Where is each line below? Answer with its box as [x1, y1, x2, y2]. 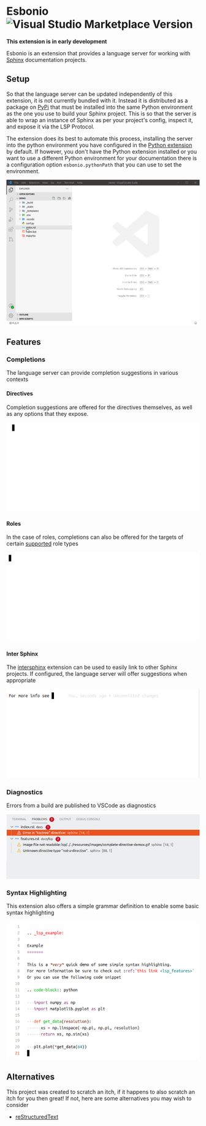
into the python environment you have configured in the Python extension [6, 141, 193, 149]
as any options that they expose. [6, 410, 89, 417]
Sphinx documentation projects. [6, 56, 87, 63]
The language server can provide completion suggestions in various [6, 369, 179, 377]
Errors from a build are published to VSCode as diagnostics [6, 802, 156, 809]
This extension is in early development [6, 37, 107, 45]
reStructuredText [15, 1113, 59, 1120]
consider [6, 1101, 29, 1108]
